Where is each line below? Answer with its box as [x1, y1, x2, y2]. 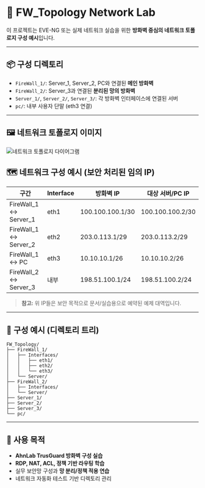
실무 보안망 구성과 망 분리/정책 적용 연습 [15, 467, 110, 475]
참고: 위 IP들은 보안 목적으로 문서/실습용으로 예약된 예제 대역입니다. [21, 300, 182, 307]
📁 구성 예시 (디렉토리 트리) [6, 325, 99, 335]
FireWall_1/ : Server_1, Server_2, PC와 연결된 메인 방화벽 [15, 79, 154, 87]
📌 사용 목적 [6, 434, 46, 445]
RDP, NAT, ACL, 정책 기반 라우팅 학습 [15, 460, 105, 467]
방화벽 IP [95, 189, 120, 198]
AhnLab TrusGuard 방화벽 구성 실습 [15, 452, 103, 459]
